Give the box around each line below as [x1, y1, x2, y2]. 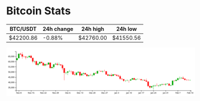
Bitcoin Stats [6, 4, 71, 18]
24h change [43, 26, 74, 33]
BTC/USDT [10, 26, 37, 33]
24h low [116, 26, 137, 33]
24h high [81, 26, 105, 33]
